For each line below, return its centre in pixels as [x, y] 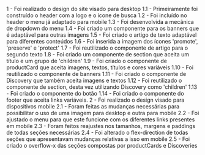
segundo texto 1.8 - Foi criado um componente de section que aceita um [98, 54]
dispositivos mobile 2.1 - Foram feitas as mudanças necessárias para [93, 106]
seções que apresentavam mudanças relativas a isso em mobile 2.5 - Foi [98, 139]
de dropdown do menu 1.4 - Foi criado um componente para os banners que [103, 28]
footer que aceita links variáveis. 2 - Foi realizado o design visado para [95, 100]
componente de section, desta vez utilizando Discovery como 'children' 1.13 [102, 87]
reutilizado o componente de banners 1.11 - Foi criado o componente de [96, 74]
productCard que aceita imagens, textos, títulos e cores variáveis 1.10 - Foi [100, 67]
